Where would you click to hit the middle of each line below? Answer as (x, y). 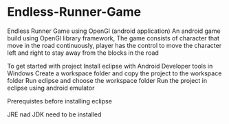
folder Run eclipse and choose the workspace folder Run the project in (107, 80)
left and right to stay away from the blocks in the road (83, 53)
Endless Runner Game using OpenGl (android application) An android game (114, 31)
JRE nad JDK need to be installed (54, 114)
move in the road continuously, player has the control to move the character (115, 45)
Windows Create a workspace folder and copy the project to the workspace (115, 73)
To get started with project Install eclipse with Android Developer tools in (110, 66)
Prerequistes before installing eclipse (59, 101)
